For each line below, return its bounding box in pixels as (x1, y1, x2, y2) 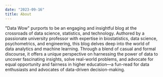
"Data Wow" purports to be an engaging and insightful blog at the (5, 25, 137, 31)
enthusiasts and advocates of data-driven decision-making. (5, 66, 125, 72)
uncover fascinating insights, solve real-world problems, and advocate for (5, 56, 154, 62)
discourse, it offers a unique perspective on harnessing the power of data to (5, 51, 158, 57)
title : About (5, 12, 32, 17)
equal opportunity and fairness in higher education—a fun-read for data (5, 61, 150, 67)
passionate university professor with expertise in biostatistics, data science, (5, 35, 158, 41)
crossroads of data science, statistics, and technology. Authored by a (5, 30, 145, 36)
